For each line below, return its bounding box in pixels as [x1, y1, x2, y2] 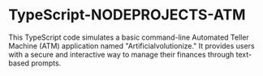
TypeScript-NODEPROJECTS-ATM [8, 6, 246, 24]
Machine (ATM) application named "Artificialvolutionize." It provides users [8, 40, 255, 50]
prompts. [31, 58, 62, 68]
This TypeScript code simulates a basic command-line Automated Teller [8, 32, 249, 42]
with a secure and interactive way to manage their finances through [8, 49, 235, 59]
